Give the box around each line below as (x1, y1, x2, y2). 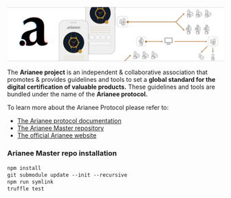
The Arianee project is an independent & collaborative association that (7, 68, 208, 76)
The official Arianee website (16, 131, 97, 140)
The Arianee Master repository (16, 124, 104, 132)
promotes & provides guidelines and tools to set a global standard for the (7, 76, 216, 83)
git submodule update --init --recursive (7, 172, 128, 179)
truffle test (7, 186, 45, 192)
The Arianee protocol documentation (16, 117, 122, 124)
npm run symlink (7, 179, 54, 186)
